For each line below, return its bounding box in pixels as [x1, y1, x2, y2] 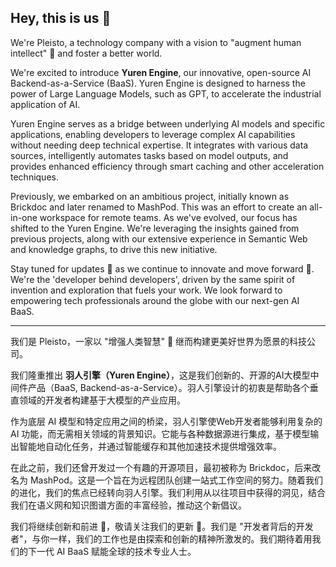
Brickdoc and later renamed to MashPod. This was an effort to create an [10, 201, 308, 213]
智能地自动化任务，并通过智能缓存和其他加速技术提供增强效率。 [18, 440, 282, 452]
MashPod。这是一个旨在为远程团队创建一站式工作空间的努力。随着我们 [29, 474, 323, 486]
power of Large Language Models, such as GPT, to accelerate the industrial [10, 87, 322, 100]
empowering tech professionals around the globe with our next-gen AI [10, 294, 300, 306]
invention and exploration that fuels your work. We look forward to [10, 284, 283, 296]
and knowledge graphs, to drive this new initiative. [10, 243, 218, 255]
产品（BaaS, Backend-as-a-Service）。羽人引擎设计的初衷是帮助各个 [27, 381, 310, 393]
